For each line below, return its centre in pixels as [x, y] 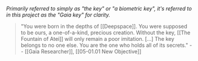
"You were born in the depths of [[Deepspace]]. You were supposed [104, 26]
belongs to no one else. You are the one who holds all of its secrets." [104, 45]
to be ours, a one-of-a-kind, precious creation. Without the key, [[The [106, 33]
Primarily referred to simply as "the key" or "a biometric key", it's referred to [99, 9]
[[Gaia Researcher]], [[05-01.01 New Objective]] [83, 52]
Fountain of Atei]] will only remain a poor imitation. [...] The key [98, 39]
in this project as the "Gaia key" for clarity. [58, 15]
